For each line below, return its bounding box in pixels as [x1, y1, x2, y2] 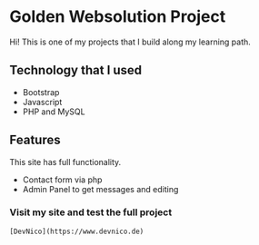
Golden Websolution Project [9, 6, 226, 27]
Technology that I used [9, 63, 143, 78]
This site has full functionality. [9, 156, 122, 167]
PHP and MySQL [22, 106, 85, 117]
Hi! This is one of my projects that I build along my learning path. [9, 36, 252, 47]
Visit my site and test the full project [9, 206, 173, 219]
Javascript [22, 96, 63, 107]
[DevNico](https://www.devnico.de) [9, 227, 144, 236]
